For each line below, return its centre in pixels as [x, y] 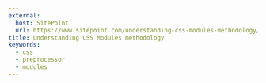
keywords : [25, 45]
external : [25, 15]
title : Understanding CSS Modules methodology [86, 38]
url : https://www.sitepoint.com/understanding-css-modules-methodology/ [138, 30]
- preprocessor [40, 60]
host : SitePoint [42, 23]
